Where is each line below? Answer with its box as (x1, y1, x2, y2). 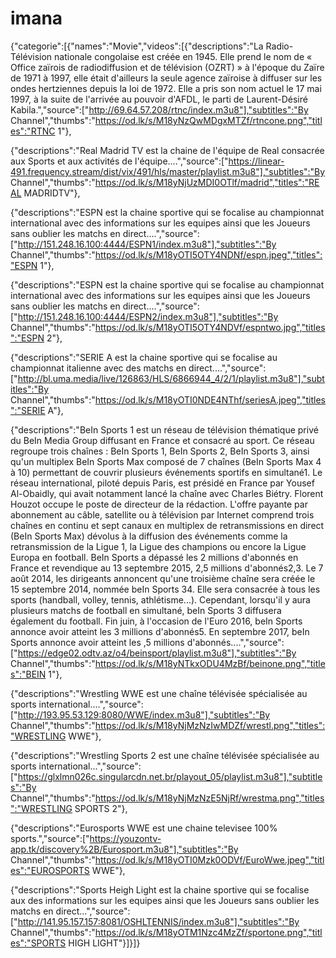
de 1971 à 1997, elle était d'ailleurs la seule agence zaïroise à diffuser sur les (10, 72, 323, 84)
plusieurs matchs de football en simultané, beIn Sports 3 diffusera (10, 604, 282, 616)
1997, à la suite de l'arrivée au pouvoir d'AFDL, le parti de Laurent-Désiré (10, 93, 308, 105)
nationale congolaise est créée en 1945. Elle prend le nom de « (54, 50, 313, 62)
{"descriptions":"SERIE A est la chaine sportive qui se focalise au (10, 351, 278, 363)
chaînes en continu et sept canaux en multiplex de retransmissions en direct (10, 519, 325, 531)
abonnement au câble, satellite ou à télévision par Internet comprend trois (10, 508, 315, 521)
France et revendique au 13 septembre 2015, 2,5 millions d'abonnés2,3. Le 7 (10, 562, 324, 574)
